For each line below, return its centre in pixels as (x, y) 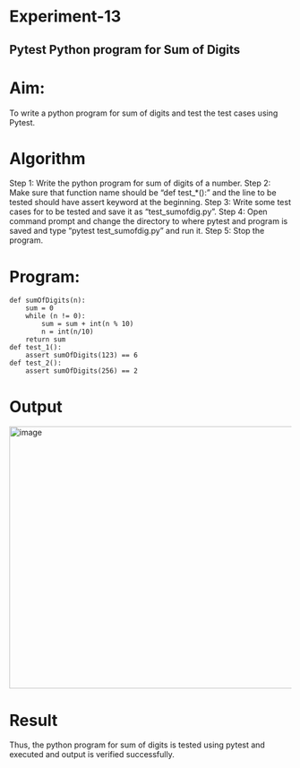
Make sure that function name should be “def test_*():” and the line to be (143, 193)
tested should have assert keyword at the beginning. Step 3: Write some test (150, 203)
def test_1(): (36, 348)
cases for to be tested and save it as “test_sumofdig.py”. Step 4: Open (138, 211)
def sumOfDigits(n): (48, 301)
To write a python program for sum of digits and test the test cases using (144, 113)
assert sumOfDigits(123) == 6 (82, 356)
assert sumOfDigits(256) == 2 (82, 371)
